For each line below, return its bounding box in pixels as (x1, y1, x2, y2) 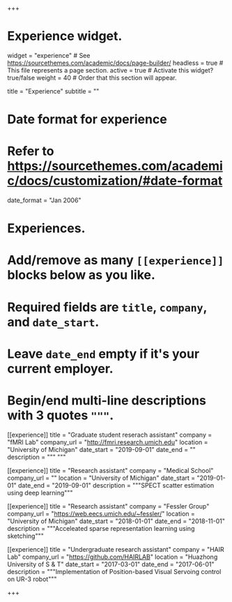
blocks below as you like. (7, 267, 155, 283)
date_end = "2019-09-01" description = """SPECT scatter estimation (17, 481, 215, 489)
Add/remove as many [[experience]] (7, 253, 224, 269)
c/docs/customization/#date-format (7, 173, 223, 189)
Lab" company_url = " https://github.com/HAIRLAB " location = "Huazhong (7, 552, 218, 561)
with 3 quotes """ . (7, 407, 114, 423)
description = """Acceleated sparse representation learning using (7, 524, 195, 532)
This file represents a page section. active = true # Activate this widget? (7, 66, 214, 74)
